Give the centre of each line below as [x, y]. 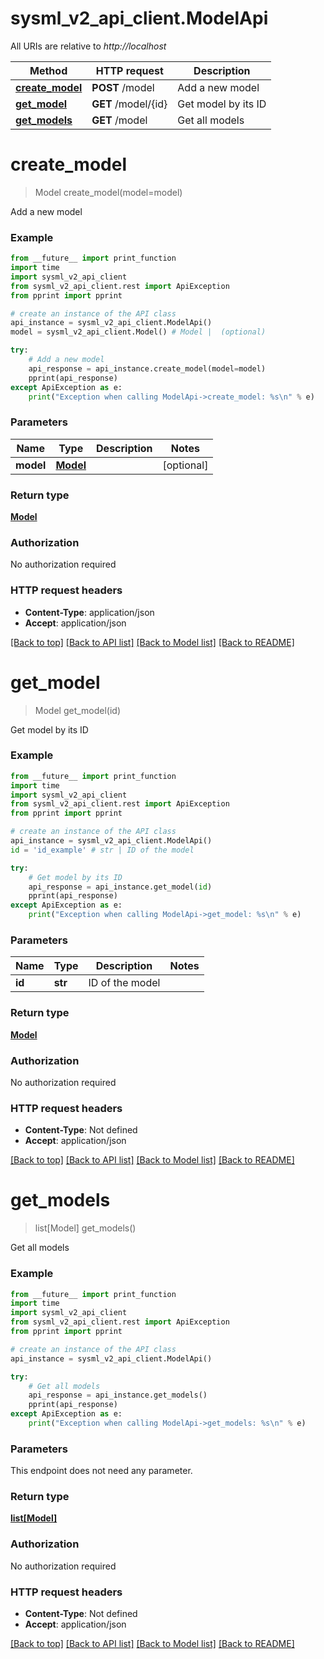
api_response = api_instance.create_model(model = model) [147, 368]
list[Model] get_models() [85, 1228]
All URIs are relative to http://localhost [88, 46]
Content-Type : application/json [89, 612]
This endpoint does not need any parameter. [101, 1471]
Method [48, 70]
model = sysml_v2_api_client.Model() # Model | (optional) [138, 332]
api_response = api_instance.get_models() [118, 1395]
